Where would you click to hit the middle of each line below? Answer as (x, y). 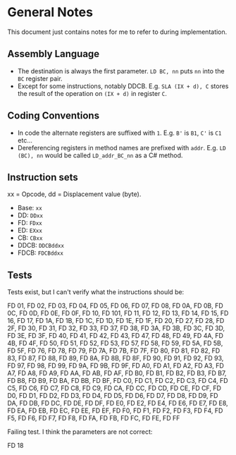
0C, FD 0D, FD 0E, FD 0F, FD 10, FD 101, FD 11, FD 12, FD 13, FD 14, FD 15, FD (118, 313)
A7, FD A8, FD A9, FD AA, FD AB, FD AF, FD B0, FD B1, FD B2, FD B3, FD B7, (117, 373)
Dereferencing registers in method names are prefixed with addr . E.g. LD (122, 147)
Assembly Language (54, 54)
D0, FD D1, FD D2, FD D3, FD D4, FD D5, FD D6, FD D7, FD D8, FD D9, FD (113, 396)
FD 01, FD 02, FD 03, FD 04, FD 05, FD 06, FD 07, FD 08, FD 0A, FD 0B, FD (115, 306)
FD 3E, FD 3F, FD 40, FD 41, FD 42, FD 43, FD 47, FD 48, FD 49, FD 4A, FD (116, 336)
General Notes (50, 12)
